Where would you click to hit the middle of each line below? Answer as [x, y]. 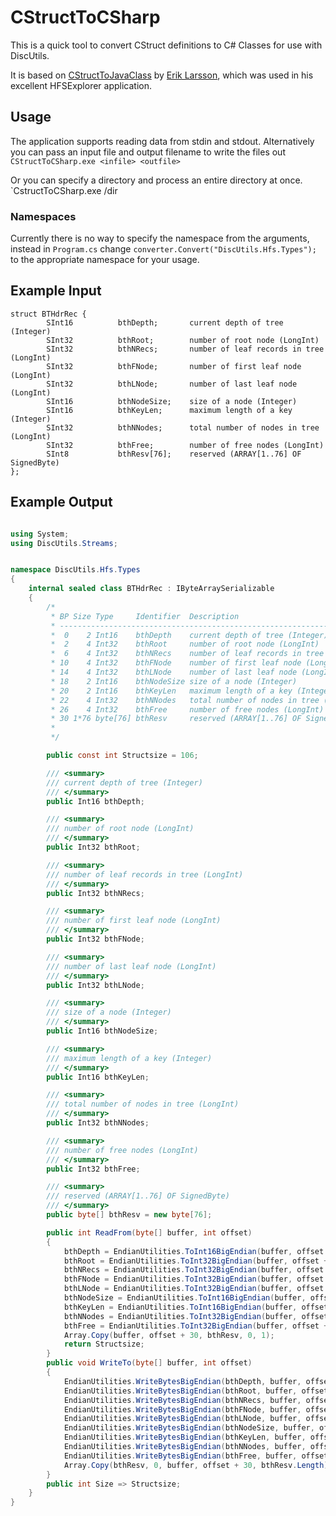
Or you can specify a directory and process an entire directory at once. [156, 180]
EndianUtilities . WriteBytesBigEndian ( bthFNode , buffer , [182, 1409]
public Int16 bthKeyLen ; [98, 1077]
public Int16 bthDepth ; [95, 801]
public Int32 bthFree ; [93, 1169]
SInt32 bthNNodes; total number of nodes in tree [183, 427]
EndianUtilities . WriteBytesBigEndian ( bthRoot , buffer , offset [196, 1391]
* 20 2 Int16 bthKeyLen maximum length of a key [171, 691]
